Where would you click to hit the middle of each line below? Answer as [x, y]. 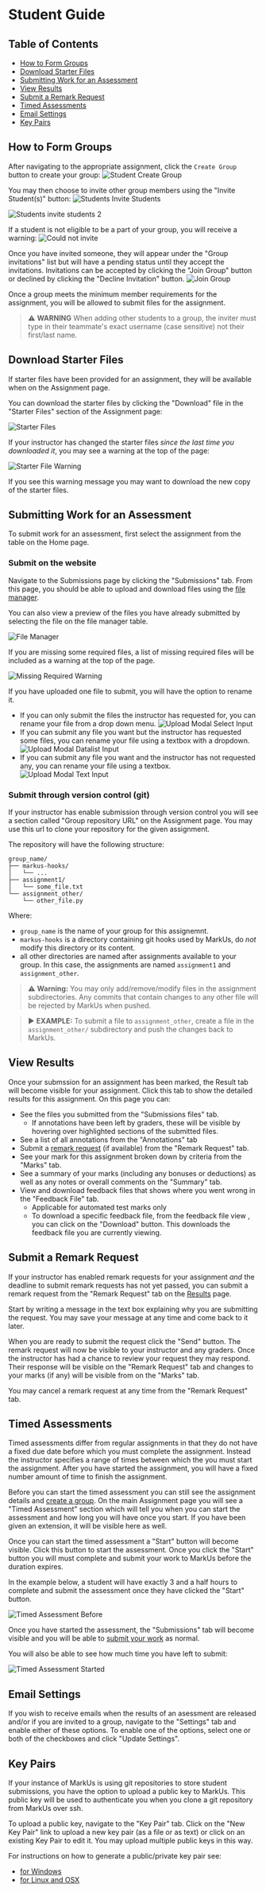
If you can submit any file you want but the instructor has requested [131, 732]
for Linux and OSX [50, 1880]
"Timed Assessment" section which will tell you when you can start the [124, 1509]
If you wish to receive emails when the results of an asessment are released [132, 1713]
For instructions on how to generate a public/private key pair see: [115, 1856]
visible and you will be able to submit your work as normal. [104, 1638]
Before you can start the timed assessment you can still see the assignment [132, 1492]
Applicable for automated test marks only [99, 1207]
